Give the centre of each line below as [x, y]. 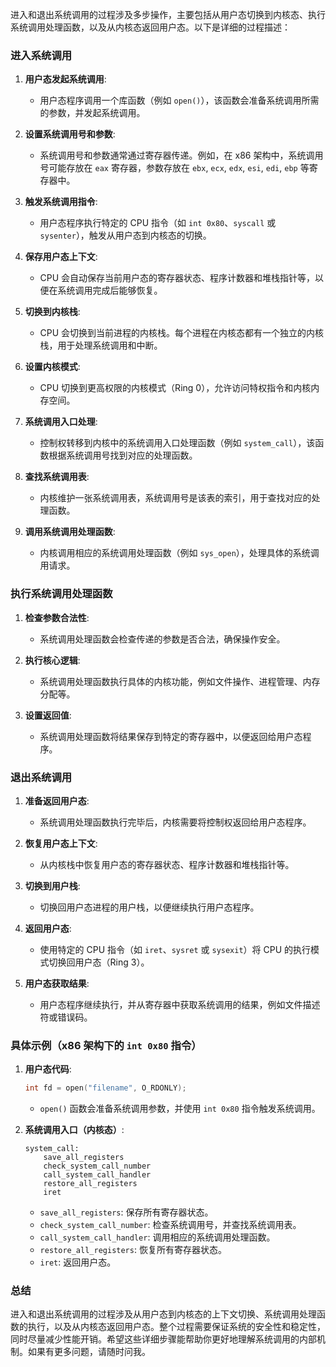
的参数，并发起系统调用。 [92, 113]
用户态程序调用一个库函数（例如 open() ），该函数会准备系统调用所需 [179, 100]
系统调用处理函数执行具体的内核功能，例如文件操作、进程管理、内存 [180, 681]
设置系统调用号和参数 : [70, 134]
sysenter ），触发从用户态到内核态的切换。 [125, 235]
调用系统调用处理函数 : [70, 532]
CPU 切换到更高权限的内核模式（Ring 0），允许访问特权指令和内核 [175, 388]
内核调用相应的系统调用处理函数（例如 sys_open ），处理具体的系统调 [179, 553]
